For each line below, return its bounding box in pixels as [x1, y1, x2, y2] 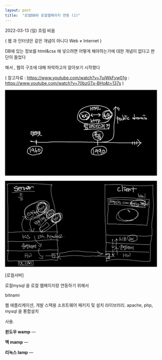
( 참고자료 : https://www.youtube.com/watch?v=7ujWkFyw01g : [5, 75, 130, 80]
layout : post [5, 8, 31, 13]
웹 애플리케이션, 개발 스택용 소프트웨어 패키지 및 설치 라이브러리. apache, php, [5, 302, 153, 308]
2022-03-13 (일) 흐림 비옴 [5, 27, 55, 33]
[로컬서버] [5, 272, 24, 278]
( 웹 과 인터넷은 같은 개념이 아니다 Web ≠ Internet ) [5, 38, 102, 44]
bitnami [5, 292, 20, 298]
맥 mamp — [5, 339, 28, 345]
